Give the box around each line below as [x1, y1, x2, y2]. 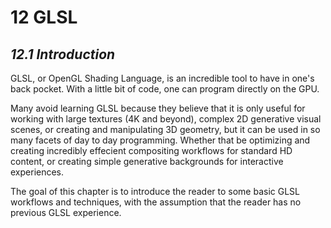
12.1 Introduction [10, 46, 116, 63]
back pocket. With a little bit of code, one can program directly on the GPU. [10, 83, 320, 95]
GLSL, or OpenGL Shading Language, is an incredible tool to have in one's [10, 72, 315, 84]
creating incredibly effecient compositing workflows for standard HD [10, 145, 293, 156]
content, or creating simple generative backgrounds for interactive [10, 156, 284, 167]
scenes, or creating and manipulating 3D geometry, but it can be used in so [10, 124, 321, 135]
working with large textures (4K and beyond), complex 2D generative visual [10, 113, 322, 125]
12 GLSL [10, 6, 78, 29]
